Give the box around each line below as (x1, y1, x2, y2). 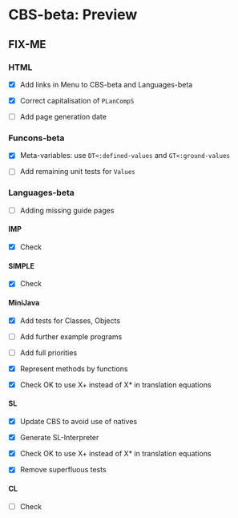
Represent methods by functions (19, 363, 128, 374)
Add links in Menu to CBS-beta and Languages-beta (19, 79, 193, 89)
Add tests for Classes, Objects (19, 315, 121, 326)
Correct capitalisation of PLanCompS (19, 95, 135, 105)
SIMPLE (8, 261, 34, 270)
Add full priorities (19, 347, 78, 358)
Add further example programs (19, 331, 123, 342)
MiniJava (8, 297, 40, 307)
